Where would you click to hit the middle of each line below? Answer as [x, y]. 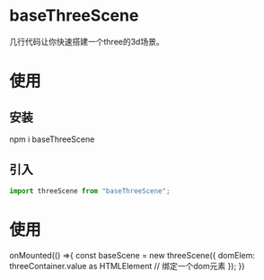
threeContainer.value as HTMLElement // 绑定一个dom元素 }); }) [127, 266]
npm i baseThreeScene [52, 139]
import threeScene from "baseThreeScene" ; [90, 191]
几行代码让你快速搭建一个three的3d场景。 [87, 41]
